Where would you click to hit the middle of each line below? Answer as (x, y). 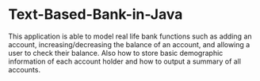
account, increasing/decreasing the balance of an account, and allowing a (129, 44)
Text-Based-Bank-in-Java (96, 15)
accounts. (25, 69)
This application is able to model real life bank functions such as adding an (130, 36)
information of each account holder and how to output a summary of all (125, 61)
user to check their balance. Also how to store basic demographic (116, 53)
